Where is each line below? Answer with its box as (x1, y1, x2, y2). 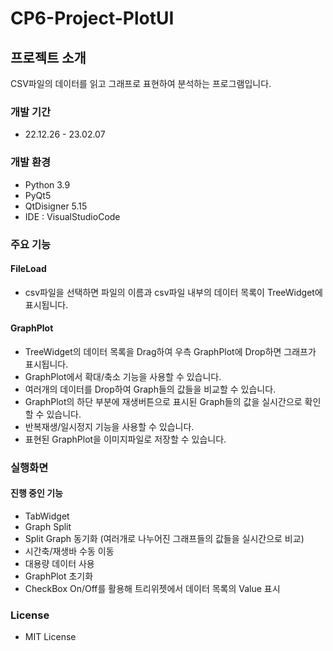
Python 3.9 (24, 178, 71, 191)
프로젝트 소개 (10, 49, 87, 66)
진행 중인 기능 (10, 487, 63, 499)
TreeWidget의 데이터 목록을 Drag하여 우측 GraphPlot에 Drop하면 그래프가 (24, 345, 317, 357)
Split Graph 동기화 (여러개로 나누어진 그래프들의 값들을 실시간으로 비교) (24, 533, 305, 545)
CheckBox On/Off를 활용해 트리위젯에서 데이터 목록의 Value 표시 (24, 583, 281, 595)
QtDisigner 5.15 (24, 200, 88, 212)
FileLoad (10, 263, 47, 275)
